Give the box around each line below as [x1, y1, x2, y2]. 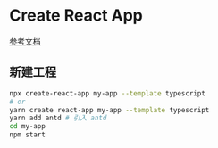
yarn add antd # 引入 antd [9, 113, 107, 123]
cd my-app [9, 122, 46, 131]
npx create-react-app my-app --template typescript [9, 88, 205, 98]
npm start [9, 130, 46, 139]
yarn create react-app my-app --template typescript [9, 105, 210, 114]
